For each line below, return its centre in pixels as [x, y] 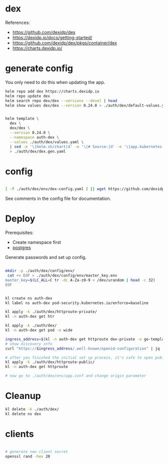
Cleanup [23, 396]
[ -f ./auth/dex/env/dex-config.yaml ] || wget [56, 189]
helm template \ [22, 119]
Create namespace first [37, 242]
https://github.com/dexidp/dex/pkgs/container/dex [65, 42]
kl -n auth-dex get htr [30, 316]
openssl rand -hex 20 [28, 456]
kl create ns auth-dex [29, 298]
